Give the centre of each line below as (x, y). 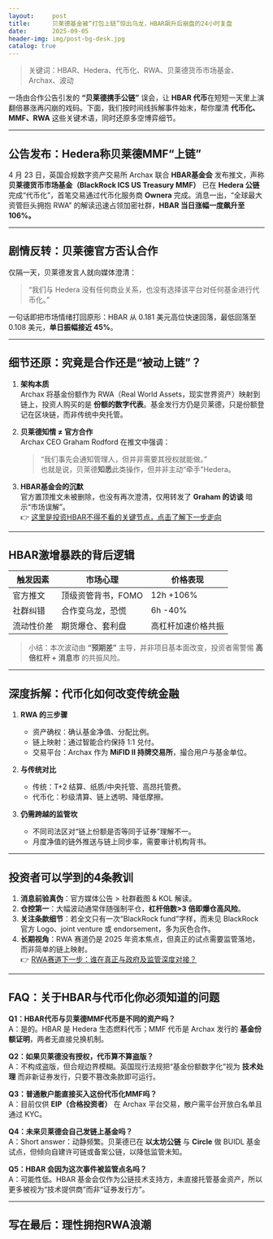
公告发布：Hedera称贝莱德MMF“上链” (105, 154)
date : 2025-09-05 (49, 31)
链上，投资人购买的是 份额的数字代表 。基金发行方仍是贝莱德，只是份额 (139, 404)
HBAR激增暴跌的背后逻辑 (72, 555)
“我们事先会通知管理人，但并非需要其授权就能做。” (123, 459)
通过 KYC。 (28, 1114)
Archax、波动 (51, 80)
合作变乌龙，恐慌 (94, 611)
